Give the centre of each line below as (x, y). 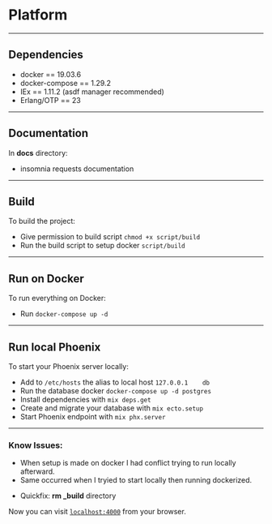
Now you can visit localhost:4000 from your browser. (97, 512)
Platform (38, 15)
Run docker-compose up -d (64, 314)
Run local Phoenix (55, 347)
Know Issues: (36, 445)
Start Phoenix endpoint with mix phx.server (93, 417)
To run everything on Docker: (57, 299)
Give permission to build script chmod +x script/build (110, 237)
